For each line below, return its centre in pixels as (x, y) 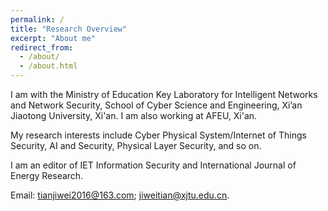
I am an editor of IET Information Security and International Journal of (153, 165)
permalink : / (37, 19)
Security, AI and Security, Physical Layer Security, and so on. (136, 145)
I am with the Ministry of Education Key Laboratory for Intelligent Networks (164, 94)
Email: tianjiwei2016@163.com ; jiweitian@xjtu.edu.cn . (120, 195)
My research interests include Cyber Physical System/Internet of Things (158, 135)
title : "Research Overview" (69, 29)
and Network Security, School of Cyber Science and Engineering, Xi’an (156, 105)
